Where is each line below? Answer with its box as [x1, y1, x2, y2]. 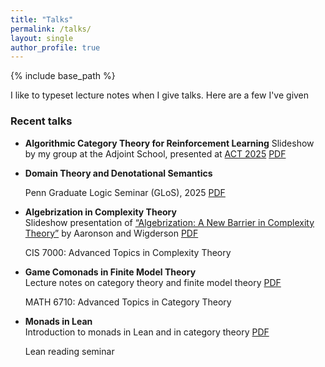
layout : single [10, 33, 74, 43]
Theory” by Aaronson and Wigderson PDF [24, 227, 199, 239]
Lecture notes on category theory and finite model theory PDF [24, 276, 282, 288]
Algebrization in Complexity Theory [24, 206, 177, 218]
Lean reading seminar [24, 345, 115, 357]
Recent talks [10, 114, 73, 128]
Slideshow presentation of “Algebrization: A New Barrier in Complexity [24, 216, 315, 228]
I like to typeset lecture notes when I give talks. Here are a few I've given [10, 89, 310, 101]
